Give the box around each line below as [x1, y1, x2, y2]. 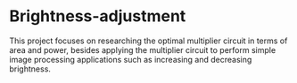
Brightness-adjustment [9, 6, 186, 26]
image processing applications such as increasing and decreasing [9, 54, 252, 64]
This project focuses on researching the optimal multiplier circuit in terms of [9, 35, 288, 46]
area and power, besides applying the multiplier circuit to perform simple [9, 44, 276, 55]
